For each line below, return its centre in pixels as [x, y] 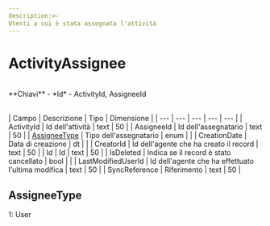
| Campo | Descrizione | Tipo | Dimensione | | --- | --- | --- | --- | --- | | [126, 119]
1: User [20, 215]
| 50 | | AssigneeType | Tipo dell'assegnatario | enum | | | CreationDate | [128, 136]
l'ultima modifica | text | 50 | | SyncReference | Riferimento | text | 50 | [125, 169]
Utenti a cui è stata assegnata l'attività [83, 23]
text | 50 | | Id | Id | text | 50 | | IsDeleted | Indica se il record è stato [120, 153]
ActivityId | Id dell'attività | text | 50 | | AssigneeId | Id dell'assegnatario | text [135, 127]
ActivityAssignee [67, 63]
